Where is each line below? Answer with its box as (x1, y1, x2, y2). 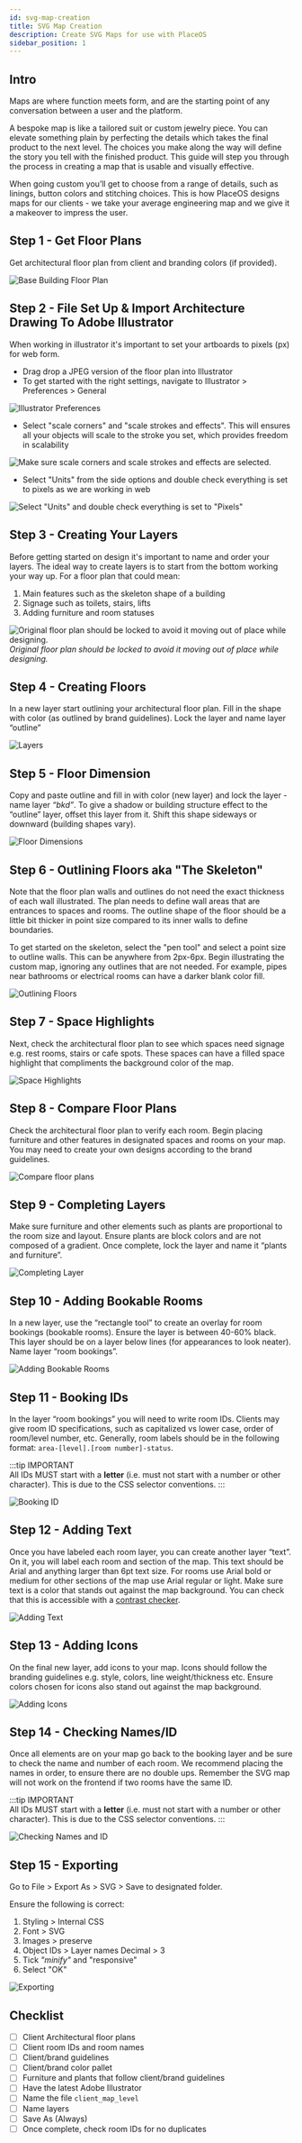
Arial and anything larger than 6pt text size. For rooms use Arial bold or (9, 1565, 272, 1576)
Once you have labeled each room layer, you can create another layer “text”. (9, 1546, 292, 1557)
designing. (9, 653, 49, 664)
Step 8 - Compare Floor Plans (9, 1101, 177, 1116)
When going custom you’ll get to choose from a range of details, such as (9, 179, 279, 189)
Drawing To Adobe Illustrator (9, 315, 173, 330)
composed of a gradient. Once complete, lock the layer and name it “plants (9, 1241, 288, 1251)
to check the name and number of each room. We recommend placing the (9, 1758, 283, 1769)
